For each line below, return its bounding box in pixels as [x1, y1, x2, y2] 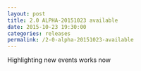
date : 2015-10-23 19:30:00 [7, 23, 87, 30]
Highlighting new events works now [7, 56, 111, 64]
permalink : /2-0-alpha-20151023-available [7, 37, 134, 44]
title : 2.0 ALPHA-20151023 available [7, 17, 118, 24]
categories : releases [7, 30, 71, 37]
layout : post [7, 10, 46, 18]
